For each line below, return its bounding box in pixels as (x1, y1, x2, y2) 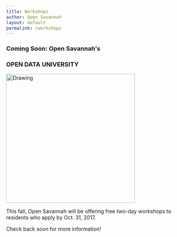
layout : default (6, 19, 46, 25)
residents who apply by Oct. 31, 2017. (6, 214, 96, 221)
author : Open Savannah (6, 14, 62, 20)
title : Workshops (6, 8, 49, 15)
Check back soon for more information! (6, 225, 102, 233)
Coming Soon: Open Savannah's (6, 45, 101, 53)
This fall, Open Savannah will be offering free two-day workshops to (6, 208, 172, 215)
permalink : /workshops (6, 25, 62, 31)
